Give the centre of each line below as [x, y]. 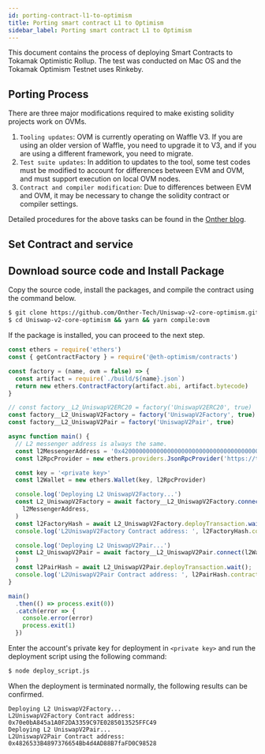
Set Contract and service [71, 244]
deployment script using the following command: [88, 657]
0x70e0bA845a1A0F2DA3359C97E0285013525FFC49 [82, 722]
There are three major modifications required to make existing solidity [121, 113]
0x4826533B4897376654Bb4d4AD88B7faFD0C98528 [82, 743]
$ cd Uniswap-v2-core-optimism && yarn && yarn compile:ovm [109, 321]
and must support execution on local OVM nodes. [100, 179]
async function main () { [49, 437]
